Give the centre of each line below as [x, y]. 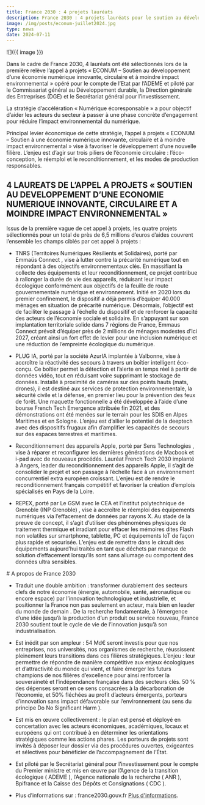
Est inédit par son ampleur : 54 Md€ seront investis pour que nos [97, 642]
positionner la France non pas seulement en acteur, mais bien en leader [105, 605]
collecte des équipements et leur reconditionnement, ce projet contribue [106, 272]
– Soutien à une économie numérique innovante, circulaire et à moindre [96, 140]
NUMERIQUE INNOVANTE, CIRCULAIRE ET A [92, 204]
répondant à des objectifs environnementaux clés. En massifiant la [99, 266]
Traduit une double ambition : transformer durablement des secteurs [101, 585]
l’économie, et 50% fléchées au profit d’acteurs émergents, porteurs [101, 694]
